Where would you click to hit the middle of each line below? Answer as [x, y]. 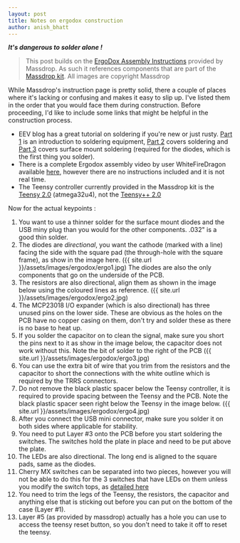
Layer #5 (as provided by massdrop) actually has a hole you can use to [122, 517]
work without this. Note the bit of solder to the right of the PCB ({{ [115, 351]
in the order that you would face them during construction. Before [105, 105]
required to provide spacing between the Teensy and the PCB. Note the [123, 396]
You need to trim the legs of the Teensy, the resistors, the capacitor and [124, 495]
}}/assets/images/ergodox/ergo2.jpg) [73, 298]
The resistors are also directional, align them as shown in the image [117, 283]
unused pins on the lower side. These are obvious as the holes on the [120, 313]
